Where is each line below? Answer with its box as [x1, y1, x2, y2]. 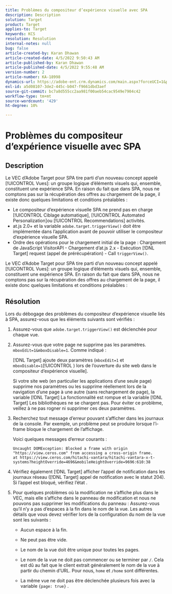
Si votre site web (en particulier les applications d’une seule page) [12, 377, 152, 384]
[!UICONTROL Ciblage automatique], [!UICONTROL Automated [12, 212, 145, 219]
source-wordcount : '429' [5, 98, 58, 103]
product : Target [5, 22, 40, 27]
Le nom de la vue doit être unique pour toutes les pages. [20, 546, 140, 553]
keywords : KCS [5, 31, 36, 37]
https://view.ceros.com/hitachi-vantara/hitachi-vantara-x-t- [19, 455, 155, 460]
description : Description [5, 12, 60, 17]
